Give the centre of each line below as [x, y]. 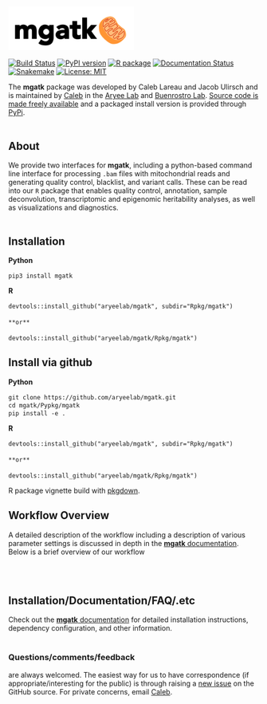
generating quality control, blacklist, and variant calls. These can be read [128, 183]
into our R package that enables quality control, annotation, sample [118, 191]
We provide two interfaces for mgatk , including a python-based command [130, 165]
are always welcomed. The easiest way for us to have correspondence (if [129, 675]
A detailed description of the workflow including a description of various [127, 535]
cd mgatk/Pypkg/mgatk [44, 405]
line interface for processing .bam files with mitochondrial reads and [119, 174]
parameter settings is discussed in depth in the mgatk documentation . [124, 543]
